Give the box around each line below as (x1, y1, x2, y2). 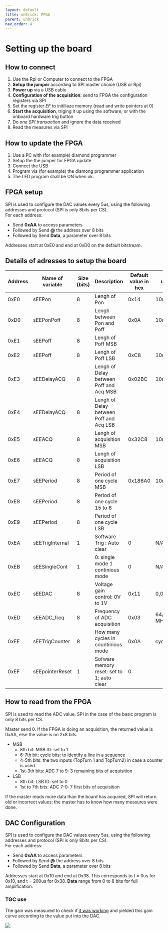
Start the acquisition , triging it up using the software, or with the (12, 108, 146, 114)
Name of (42, 275, 63, 282)
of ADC (94, 614, 112, 621)
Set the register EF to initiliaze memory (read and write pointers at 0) (12, 103, 154, 109)
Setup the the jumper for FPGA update (12, 158, 91, 164)
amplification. (5, 883, 33, 889)
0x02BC (127, 375, 147, 382)
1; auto (94, 674, 111, 681)
